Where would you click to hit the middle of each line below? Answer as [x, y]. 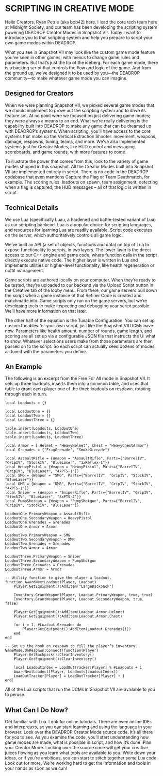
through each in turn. [26, 394]
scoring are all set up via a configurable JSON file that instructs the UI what [80, 336]
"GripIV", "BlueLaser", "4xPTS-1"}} [42, 471]
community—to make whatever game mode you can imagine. [66, 78]
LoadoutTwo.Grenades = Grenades [38, 544]
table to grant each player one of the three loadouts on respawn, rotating [78, 389]
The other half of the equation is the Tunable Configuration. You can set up [80, 320]
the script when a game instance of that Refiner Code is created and [73, 295]
